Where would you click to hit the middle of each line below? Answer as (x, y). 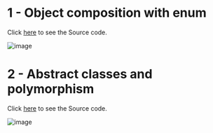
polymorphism (51, 89)
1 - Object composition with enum (107, 13)
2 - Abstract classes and (80, 74)
